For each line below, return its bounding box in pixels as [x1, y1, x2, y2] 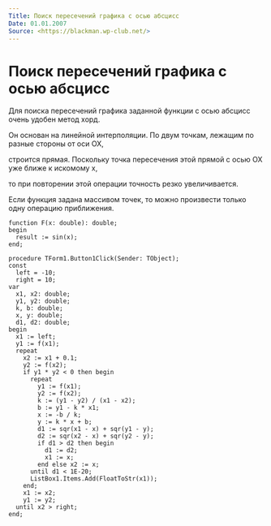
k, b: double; [15, 304, 63, 313]
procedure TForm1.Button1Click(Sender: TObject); [8, 255, 180, 263]
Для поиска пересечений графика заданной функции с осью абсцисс [8, 106, 251, 116]
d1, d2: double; [15, 318, 71, 327]
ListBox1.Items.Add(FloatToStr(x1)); [29, 475, 158, 483]
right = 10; [15, 276, 57, 284]
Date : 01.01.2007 [8, 19, 67, 28]
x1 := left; [15, 333, 57, 341]
